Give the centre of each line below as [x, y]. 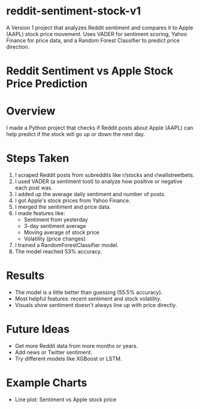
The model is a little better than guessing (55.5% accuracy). [89, 292]
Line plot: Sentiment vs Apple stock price [66, 399]
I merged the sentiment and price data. [63, 207]
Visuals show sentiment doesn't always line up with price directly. [96, 305]
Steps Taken [38, 159]
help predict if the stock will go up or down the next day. [76, 134]
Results [25, 276]
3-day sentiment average [55, 226]
